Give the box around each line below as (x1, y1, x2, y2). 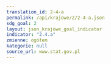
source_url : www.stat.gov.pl (6, 49, 81, 55)
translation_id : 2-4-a (6, 9, 64, 15)
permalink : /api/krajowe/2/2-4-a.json (6, 15, 105, 21)
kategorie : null (6, 43, 48, 49)
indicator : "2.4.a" (6, 32, 56, 38)
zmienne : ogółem (6, 37, 48, 43)
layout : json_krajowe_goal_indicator (6, 26, 102, 32)
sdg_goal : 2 (6, 20, 37, 26)
